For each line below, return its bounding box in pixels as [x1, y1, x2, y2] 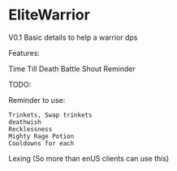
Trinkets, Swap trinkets [8, 111, 93, 119]
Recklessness [8, 125, 53, 133]
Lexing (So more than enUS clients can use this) [8, 153, 170, 163]
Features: [8, 48, 41, 58]
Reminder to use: [8, 95, 66, 105]
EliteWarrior [8, 6, 91, 24]
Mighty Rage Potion [8, 132, 75, 140]
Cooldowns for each [8, 139, 75, 147]
